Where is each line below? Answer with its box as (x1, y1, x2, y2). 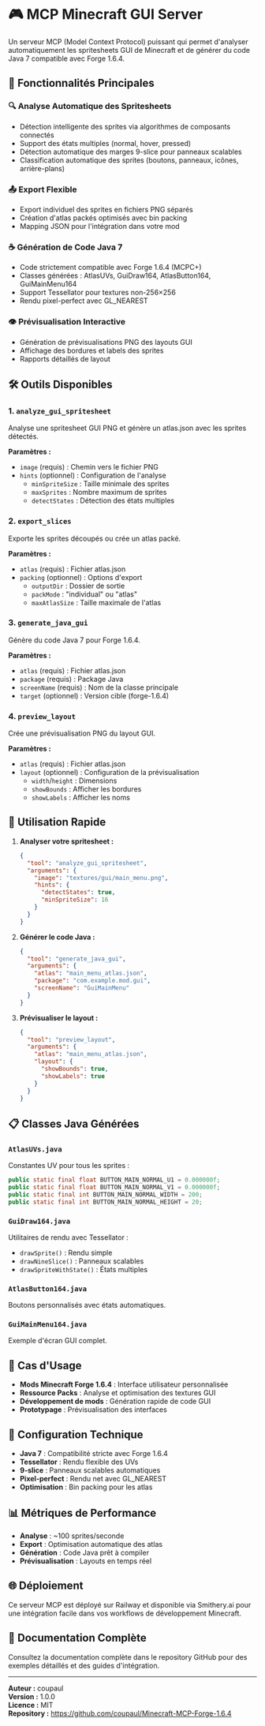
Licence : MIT (8, 1700, 54, 1709)
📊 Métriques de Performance (8, 1506, 157, 1519)
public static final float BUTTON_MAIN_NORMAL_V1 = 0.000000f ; (8, 1183, 221, 1191)
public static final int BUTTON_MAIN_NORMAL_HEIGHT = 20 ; (8, 1198, 203, 1206)
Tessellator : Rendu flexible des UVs (19, 1457, 139, 1467)
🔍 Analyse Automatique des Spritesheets (8, 101, 172, 112)
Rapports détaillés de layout (19, 354, 110, 363)
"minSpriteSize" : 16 (40, 896, 109, 904)
